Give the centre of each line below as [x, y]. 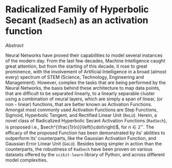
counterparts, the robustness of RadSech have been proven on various [79, 149]
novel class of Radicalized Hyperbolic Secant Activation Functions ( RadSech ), [86, 120]
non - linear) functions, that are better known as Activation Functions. [79, 104]
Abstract [15, 45]
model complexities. [26, 160]
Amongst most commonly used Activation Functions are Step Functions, [82, 110]
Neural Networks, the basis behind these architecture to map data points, [83, 88]
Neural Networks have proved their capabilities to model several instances [84, 55]
